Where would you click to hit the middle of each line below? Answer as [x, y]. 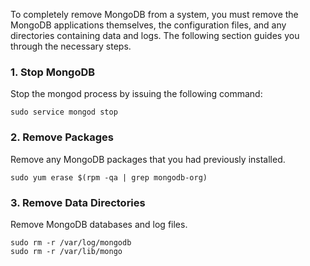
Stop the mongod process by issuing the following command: [136, 94]
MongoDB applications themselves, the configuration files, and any [148, 25]
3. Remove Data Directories [78, 202]
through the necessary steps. [71, 46]
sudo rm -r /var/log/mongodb [71, 242]
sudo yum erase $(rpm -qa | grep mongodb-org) [109, 177]
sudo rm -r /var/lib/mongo [66, 251]
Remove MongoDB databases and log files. [99, 224]
